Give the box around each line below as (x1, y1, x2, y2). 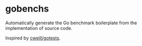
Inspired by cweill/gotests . (5, 35, 61, 41)
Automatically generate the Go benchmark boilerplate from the (5, 20, 137, 26)
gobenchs (5, 3, 50, 15)
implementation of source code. (5, 25, 73, 31)
